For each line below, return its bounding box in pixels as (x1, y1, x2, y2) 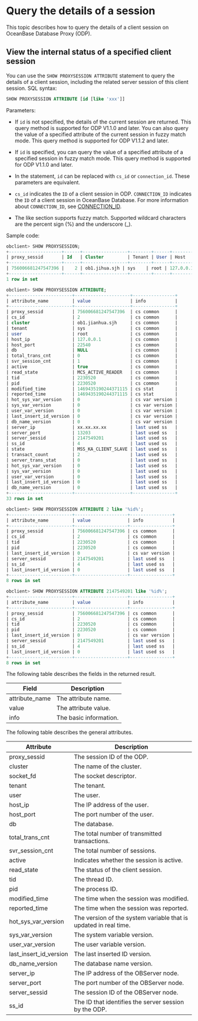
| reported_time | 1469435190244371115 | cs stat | (6, 391, 178, 397)
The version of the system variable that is (73, 914, 189, 922)
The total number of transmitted (73, 830, 162, 838)
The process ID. (73, 885, 118, 893)
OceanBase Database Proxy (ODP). (6, 30, 92, 37)
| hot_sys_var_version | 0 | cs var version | (6, 397, 178, 403)
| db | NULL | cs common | (6, 347, 178, 353)
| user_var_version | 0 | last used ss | (6, 474, 178, 480)
